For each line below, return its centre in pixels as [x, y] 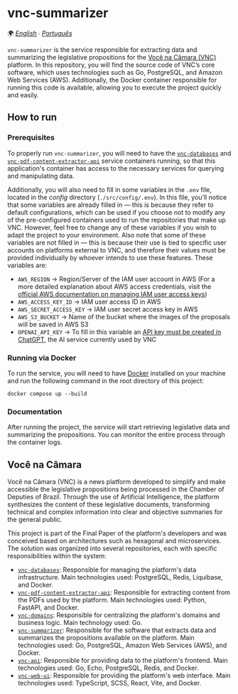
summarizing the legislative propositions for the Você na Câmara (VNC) [112, 57]
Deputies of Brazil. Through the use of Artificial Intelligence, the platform [114, 497]
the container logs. [35, 442]
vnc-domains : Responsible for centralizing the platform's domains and [119, 615]
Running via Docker [42, 358]
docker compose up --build [47, 394]
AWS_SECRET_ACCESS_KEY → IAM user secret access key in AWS [108, 309]
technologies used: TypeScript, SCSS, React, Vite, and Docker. [109, 683]
